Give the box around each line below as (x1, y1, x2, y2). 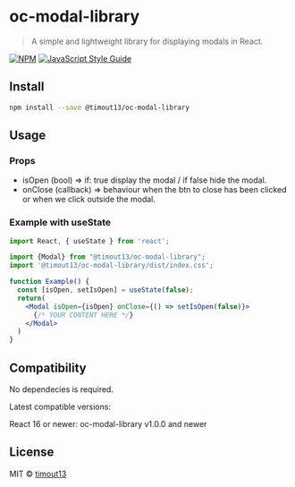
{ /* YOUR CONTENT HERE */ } (32, 311, 134, 320)
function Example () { (9, 278, 90, 286)
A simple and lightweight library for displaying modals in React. (30, 36, 264, 47)
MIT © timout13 (9, 468, 67, 479)
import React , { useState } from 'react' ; (9, 236, 170, 245)
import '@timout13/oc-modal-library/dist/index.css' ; (9, 261, 215, 270)
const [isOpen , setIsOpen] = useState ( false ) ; (17, 286, 194, 295)
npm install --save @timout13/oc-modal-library (9, 103, 190, 112)
